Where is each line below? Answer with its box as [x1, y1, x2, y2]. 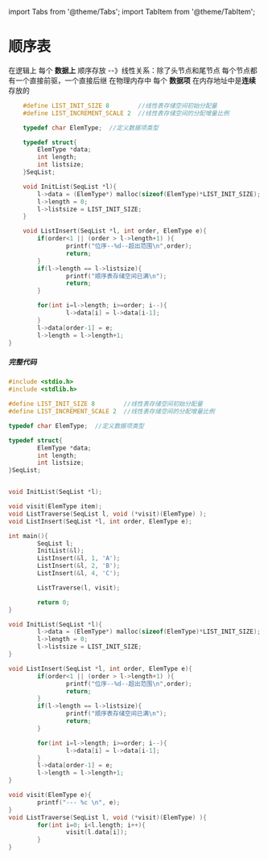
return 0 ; [37, 598, 70, 606]
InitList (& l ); [37, 547, 85, 555]
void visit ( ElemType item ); [8, 503, 103, 511]
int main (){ [8, 532, 48, 540]
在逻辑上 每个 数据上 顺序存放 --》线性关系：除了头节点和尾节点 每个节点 [8, 65, 251, 75]
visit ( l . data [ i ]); [65, 828, 128, 836]
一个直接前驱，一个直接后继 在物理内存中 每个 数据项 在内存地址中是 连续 [14, 76, 256, 85]
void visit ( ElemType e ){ [8, 791, 92, 799]
